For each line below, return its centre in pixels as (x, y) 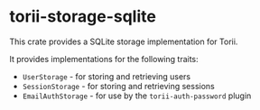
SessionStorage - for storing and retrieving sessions (118, 86)
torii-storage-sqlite (83, 17)
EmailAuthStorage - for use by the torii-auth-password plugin (137, 96)
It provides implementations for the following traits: (104, 59)
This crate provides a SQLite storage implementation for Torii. (124, 41)
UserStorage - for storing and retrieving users (107, 76)
